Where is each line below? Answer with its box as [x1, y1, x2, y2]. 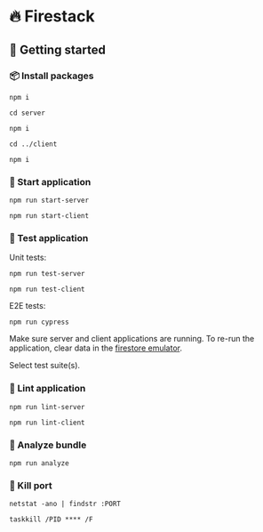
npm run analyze [9, 459, 69, 468]
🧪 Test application [9, 232, 89, 245]
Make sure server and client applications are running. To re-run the [9, 334, 255, 344]
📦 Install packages [9, 69, 94, 82]
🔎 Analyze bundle [9, 439, 87, 451]
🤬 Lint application [9, 383, 86, 395]
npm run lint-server [9, 402, 86, 411]
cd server [9, 109, 46, 117]
